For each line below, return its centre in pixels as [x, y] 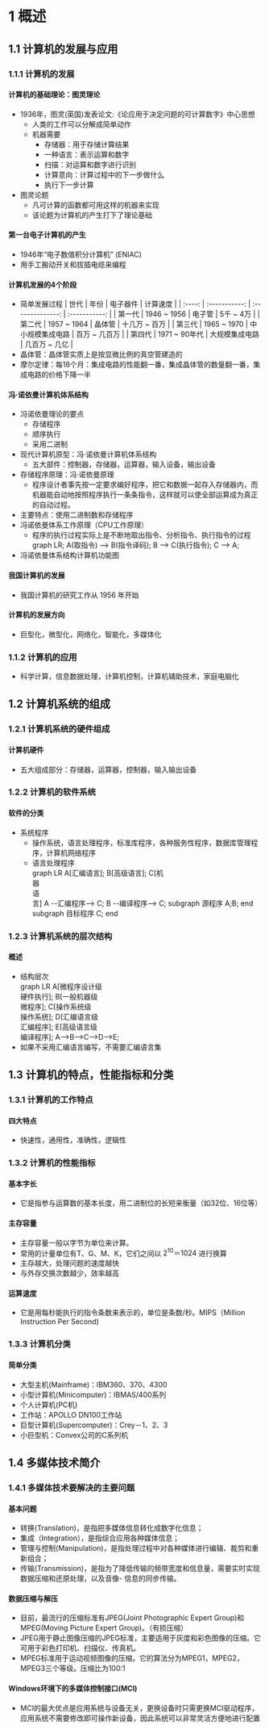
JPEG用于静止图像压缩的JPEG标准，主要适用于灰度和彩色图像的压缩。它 [141, 1638]
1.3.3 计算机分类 [39, 1344]
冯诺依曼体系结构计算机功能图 [69, 555]
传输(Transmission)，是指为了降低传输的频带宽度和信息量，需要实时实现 [140, 1569]
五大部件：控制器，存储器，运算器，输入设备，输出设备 [124, 464]
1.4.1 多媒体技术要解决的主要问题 [72, 1488]
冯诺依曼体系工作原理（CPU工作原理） [84, 525]
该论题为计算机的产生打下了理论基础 [92, 215]
